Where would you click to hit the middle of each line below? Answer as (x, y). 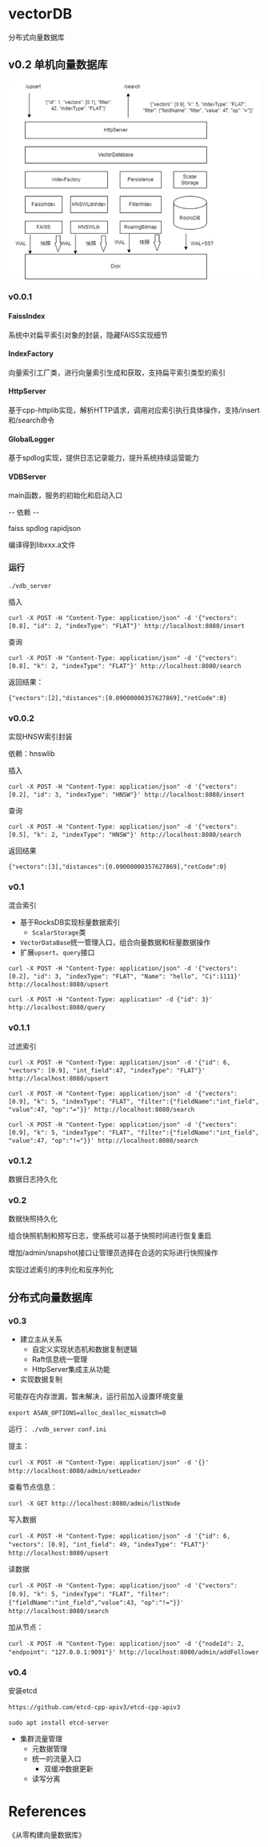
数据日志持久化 (33, 1179)
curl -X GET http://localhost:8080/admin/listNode (94, 1503)
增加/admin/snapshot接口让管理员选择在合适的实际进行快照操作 (113, 1253)
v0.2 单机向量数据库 (58, 65)
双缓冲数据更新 (68, 1769)
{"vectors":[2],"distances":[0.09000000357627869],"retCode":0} (118, 698)
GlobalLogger (32, 439)
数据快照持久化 (33, 1219)
